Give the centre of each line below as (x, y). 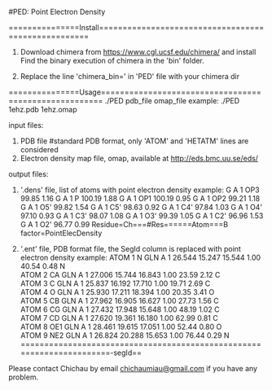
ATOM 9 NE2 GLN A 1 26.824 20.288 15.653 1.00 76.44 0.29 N (125, 335)
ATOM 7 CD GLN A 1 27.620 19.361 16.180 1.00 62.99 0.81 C (119, 318)
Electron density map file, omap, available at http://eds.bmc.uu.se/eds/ (139, 158)
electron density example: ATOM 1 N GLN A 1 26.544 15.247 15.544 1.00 (140, 257)
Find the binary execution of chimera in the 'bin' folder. (112, 61)
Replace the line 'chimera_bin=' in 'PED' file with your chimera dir (130, 76)
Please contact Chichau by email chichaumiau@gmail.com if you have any (133, 368)
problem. (24, 377)
